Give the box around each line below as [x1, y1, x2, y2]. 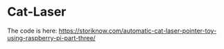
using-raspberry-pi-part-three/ [7, 33, 96, 42]
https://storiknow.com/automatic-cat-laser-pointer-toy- [58, 27, 217, 35]
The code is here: [7, 27, 58, 35]
